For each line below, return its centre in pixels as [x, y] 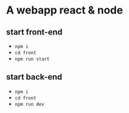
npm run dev [29, 104]
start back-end [34, 77]
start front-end [34, 32]
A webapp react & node [64, 10]
